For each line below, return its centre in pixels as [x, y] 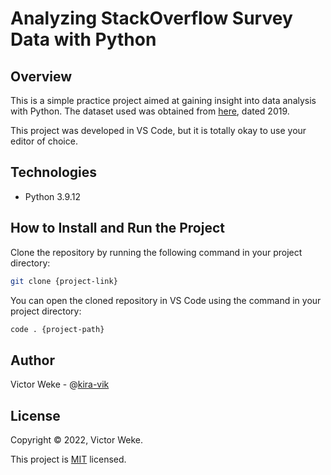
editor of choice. [44, 141]
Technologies [54, 172]
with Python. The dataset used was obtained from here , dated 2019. [150, 111]
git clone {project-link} [64, 281]
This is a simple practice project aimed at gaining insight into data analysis [163, 100]
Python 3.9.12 [52, 196]
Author [32, 360]
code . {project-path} [57, 329]
